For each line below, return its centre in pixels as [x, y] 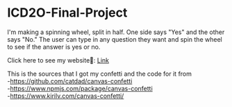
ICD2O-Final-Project [67, 13]
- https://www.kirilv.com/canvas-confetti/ [66, 96]
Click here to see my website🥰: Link [58, 60]
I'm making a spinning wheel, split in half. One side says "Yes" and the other [116, 32]
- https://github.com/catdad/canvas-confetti [70, 81]
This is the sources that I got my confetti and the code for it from [100, 74]
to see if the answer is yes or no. [54, 47]
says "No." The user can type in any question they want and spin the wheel [115, 39]
